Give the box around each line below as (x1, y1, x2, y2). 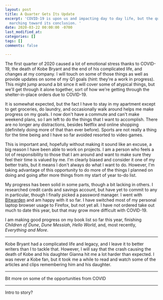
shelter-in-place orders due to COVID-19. (5, 92, 87, 97)
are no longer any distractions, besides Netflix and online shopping (5, 122, 139, 127)
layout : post (5, 7, 32, 12)
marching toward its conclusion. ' (9, 20, 81, 26)
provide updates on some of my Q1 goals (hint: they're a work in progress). (5, 76, 155, 82)
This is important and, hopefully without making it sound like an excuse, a (5, 141, 152, 147)
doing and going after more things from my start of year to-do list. (5, 172, 137, 178)
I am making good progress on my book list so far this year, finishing (5, 217, 142, 222)
